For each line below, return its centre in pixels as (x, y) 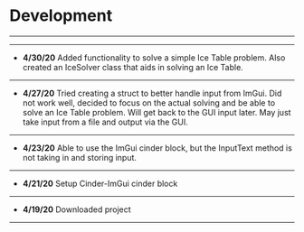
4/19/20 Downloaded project (76, 209)
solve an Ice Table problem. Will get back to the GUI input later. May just (157, 112)
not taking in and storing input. (80, 157)
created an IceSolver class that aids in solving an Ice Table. (133, 67)
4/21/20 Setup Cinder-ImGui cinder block (100, 183)
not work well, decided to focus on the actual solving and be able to (149, 102)
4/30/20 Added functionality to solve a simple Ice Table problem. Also (154, 57)
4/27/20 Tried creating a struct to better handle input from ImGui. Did (152, 93)
